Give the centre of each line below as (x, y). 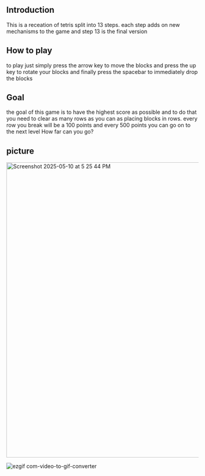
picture (20, 151)
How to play (29, 50)
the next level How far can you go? (50, 132)
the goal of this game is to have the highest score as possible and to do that (102, 112)
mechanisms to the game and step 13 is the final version (77, 31)
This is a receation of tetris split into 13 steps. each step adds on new (93, 24)
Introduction (31, 10)
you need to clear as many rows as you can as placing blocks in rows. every (102, 119)
